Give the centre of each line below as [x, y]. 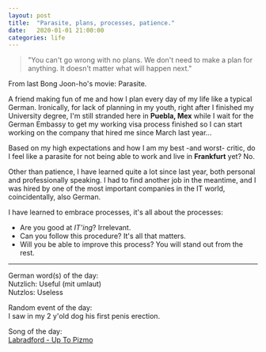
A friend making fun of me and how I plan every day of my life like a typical [130, 99]
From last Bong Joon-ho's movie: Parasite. [78, 84]
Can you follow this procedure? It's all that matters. [103, 236]
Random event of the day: [50, 308]
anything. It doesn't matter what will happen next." [110, 69]
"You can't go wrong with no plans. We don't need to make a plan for [140, 60]
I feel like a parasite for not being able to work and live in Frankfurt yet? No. [131, 157]
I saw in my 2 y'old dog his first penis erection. [84, 316]
